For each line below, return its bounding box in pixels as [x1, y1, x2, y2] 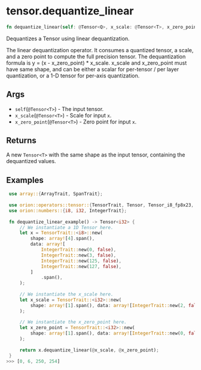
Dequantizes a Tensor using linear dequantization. [6, 35, 130, 42]
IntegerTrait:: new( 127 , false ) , [41, 263, 121, 269]
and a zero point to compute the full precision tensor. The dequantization [6, 53, 186, 60]
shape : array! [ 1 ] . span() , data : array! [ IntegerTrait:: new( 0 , [30, 330, 186, 336]
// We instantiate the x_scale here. [19, 291, 114, 297]
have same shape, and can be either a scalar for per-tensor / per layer [6, 65, 179, 73]
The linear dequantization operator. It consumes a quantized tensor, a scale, [6, 46, 194, 53]
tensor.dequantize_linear [6, 4, 134, 18]
